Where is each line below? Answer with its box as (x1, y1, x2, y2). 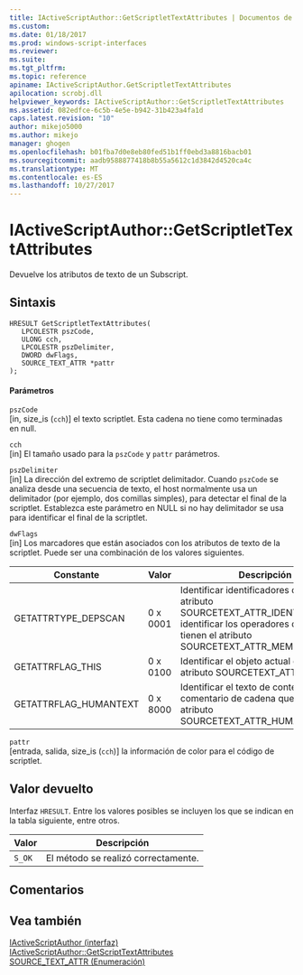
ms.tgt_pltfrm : (9, 64, 67, 73)
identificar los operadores (179, 617, 290, 630)
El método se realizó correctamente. (45, 851, 200, 864)
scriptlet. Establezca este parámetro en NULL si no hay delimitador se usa (9, 503, 284, 514)
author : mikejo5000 (9, 123, 83, 132)
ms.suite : (9, 55, 47, 64)
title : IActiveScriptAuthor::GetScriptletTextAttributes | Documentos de (9, 13, 293, 23)
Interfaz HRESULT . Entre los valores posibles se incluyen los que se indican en (9, 805, 295, 816)
